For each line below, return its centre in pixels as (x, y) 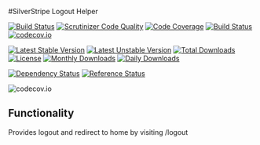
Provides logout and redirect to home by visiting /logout (98, 132)
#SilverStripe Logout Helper (53, 11)
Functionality (41, 113)
